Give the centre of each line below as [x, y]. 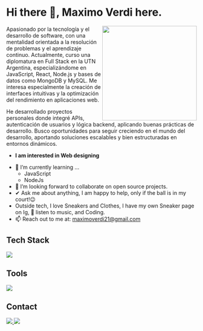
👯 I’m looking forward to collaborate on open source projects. [91, 186]
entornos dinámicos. [32, 143]
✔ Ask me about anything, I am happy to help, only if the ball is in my [100, 192]
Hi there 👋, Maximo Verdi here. [84, 12]
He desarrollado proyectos [39, 111]
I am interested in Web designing [57, 155]
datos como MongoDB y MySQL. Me [52, 80]
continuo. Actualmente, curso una [48, 54]
